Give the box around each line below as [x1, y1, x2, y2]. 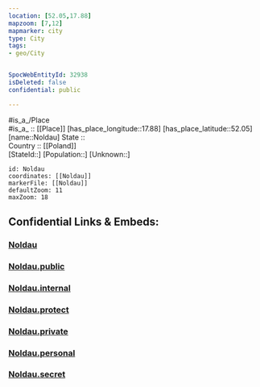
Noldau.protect [8, 304, 70, 315]
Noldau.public [8, 260, 65, 272]
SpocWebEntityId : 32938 [8, 71, 89, 79]
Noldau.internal [8, 282, 71, 293]
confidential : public [8, 85, 81, 94]
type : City [8, 34, 45, 43]
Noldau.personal [8, 347, 76, 359]
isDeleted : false [8, 78, 67, 86]
